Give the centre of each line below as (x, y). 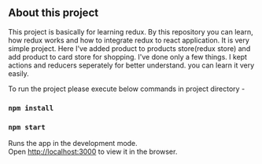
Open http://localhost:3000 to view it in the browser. (93, 151)
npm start (27, 127)
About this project (54, 13)
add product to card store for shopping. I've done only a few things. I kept (128, 56)
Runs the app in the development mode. (73, 144)
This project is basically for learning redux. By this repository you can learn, (131, 31)
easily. (18, 73)
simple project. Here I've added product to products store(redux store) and (129, 48)
